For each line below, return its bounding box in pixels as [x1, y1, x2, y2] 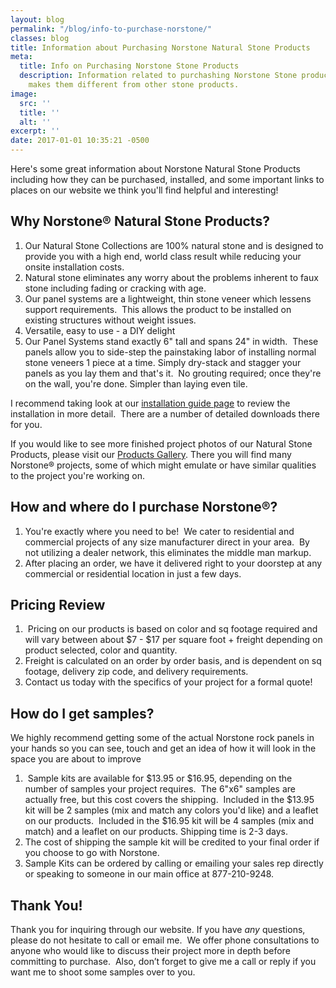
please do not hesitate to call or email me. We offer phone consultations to [10, 934, 320, 946]
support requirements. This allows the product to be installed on [24, 303, 292, 315]
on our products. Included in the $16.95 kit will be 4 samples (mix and [24, 815, 314, 827]
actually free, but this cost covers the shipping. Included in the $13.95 [24, 794, 315, 806]
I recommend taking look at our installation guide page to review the [10, 397, 291, 409]
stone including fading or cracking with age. [24, 282, 207, 294]
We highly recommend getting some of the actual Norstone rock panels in [10, 732, 315, 744]
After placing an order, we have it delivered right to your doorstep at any [24, 557, 323, 569]
